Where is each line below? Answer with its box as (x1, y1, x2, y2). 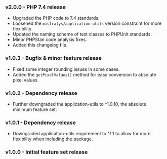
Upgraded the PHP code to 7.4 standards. (12, 15, 100, 21)
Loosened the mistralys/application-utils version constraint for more (12, 20, 162, 26)
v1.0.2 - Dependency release (5, 90, 77, 97)
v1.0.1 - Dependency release (5, 119, 76, 126)
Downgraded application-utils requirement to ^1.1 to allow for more (12, 131, 151, 137)
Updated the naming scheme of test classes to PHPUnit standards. (12, 31, 152, 37)
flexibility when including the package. (12, 136, 93, 142)
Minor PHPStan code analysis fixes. (12, 36, 87, 43)
